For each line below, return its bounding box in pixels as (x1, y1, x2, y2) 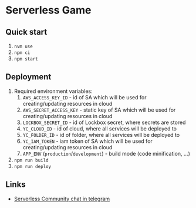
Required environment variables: (13, 88, 93, 95)
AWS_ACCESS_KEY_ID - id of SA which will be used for (22, 93, 147, 100)
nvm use (13, 43, 33, 49)
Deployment (5, 72, 52, 82)
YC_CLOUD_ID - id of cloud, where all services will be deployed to (22, 125, 177, 132)
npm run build (13, 157, 49, 163)
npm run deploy (13, 163, 52, 169)
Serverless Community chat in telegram (13, 195, 110, 202)
